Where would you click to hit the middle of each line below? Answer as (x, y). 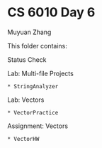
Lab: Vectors (26, 100)
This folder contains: (37, 46)
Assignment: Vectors (38, 126)
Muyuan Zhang (29, 32)
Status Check (27, 59)
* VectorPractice (33, 112)
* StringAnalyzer (33, 86)
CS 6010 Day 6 (51, 12)
